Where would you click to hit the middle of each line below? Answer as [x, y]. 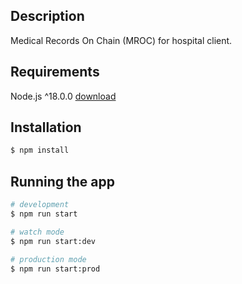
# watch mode [37, 232]
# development [40, 205]
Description [47, 16]
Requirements [55, 72]
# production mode [48, 259]
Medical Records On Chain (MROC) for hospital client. [121, 40]
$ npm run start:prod [55, 269]
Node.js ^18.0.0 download [63, 96]
